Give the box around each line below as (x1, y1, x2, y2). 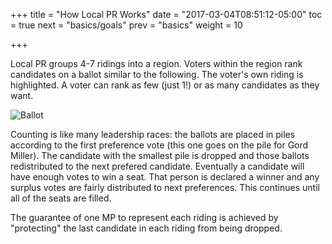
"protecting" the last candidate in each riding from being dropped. (10, 222, 283, 234)
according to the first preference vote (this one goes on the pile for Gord (10, 139, 309, 151)
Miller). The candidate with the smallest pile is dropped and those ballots (10, 150, 310, 161)
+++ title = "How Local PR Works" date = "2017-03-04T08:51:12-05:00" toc (10, 9, 323, 20)
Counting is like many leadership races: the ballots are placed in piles (10, 129, 296, 140)
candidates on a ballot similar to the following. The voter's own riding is (10, 69, 304, 80)
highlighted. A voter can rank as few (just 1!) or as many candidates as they (10, 79, 320, 91)
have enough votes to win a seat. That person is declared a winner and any (10, 171, 320, 183)
